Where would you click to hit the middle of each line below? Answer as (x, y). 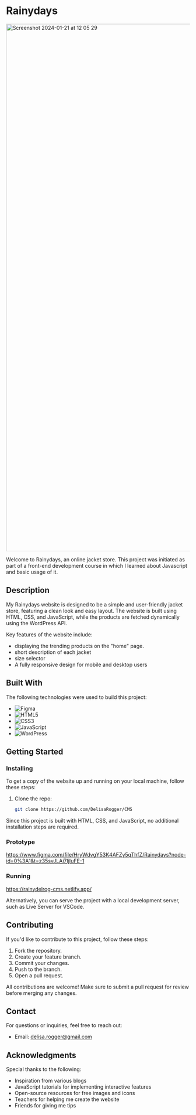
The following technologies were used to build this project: (76, 697)
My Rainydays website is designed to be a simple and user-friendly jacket (94, 604)
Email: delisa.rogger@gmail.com (53, 1037)
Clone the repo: (33, 799)
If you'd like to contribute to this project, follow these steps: (77, 939)
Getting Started (35, 751)
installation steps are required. (42, 827)
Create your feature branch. (48, 957)
